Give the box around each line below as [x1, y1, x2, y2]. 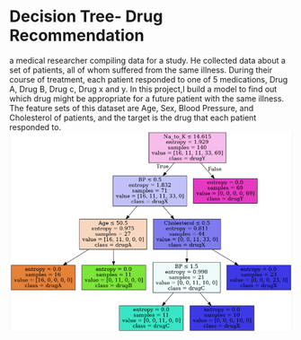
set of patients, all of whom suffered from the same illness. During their [9, 65, 273, 75]
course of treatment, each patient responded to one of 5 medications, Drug [9, 74, 288, 84]
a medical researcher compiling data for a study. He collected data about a [9, 55, 286, 65]
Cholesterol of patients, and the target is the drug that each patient [9, 112, 257, 123]
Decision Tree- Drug [9, 6, 164, 27]
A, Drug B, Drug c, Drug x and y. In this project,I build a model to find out [9, 83, 278, 94]
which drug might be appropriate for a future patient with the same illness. [9, 92, 285, 104]
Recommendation [9, 25, 145, 46]
